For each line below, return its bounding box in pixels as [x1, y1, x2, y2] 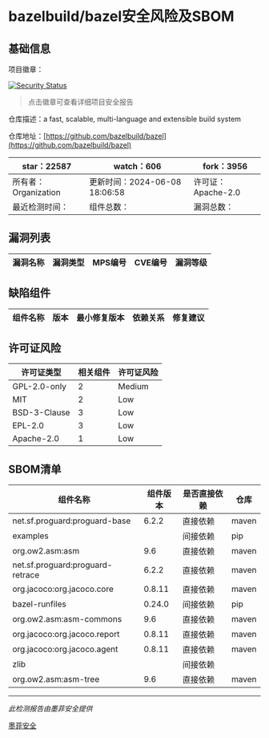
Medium [118, 381, 150, 392]
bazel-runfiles [12, 598, 66, 610]
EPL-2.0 [12, 420, 44, 432]
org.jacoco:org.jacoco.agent [12, 643, 118, 655]
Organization [12, 187, 62, 197]
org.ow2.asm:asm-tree [12, 674, 100, 685]
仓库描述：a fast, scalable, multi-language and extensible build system [8, 114, 242, 124]
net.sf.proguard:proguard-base [12, 515, 131, 526]
